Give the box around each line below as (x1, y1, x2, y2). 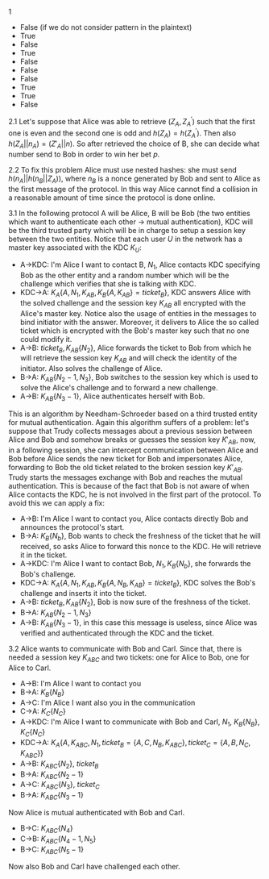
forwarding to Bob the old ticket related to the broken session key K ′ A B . (8, 462, 244, 474)
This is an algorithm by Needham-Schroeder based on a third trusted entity (8, 409, 258, 419)
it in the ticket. (19, 550, 68, 560)
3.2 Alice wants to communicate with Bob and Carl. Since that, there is (8, 644, 242, 654)
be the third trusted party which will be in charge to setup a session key (8, 225, 246, 235)
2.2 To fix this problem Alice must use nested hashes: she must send (8, 165, 238, 174)
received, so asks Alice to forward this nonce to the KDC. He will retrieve (19, 542, 262, 552)
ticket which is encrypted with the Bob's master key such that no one (19, 326, 250, 335)
